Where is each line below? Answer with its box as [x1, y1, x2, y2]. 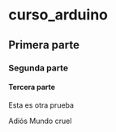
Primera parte [8, 38, 79, 52]
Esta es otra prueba [8, 100, 75, 110]
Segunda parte [8, 62, 69, 74]
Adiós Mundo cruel [8, 116, 72, 126]
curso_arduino [8, 6, 108, 24]
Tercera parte [8, 83, 55, 92]
